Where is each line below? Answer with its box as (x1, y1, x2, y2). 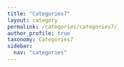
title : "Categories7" (7, 10, 71, 17)
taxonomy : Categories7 (7, 36, 74, 43)
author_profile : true (7, 29, 71, 37)
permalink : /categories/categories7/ (7, 23, 118, 30)
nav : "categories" (13, 50, 68, 57)
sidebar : (7, 43, 33, 50)
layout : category (7, 17, 58, 24)
